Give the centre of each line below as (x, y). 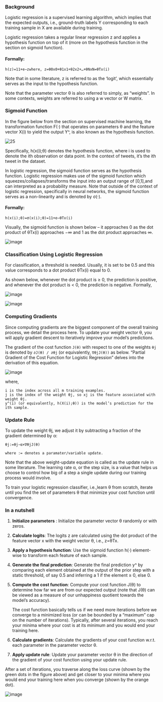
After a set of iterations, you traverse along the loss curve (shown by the (77, 669)
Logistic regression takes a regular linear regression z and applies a (73, 37)
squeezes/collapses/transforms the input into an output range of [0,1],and (79, 181)
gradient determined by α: (31, 435)
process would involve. (28, 478)
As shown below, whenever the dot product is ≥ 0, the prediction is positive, (81, 280)
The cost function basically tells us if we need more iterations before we (84, 610)
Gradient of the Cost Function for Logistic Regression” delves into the (75, 357)
